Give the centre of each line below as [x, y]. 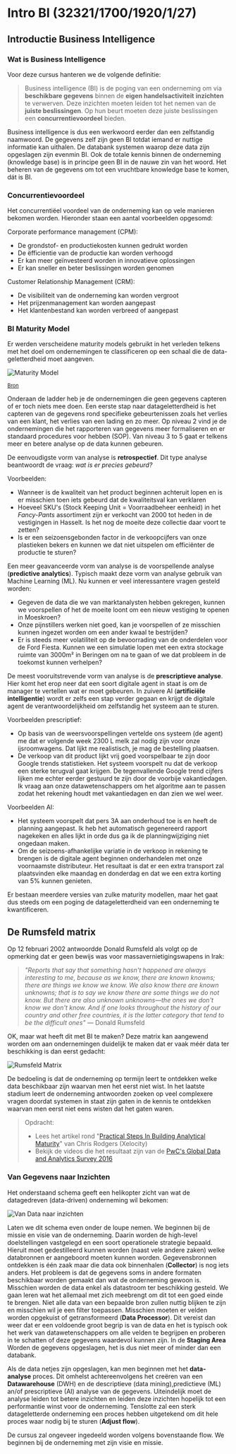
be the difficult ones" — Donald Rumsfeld [85, 1023]
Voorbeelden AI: [31, 808]
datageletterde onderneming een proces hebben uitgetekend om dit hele [113, 1414]
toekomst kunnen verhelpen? [60, 663]
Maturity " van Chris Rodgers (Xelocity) [91, 1144]
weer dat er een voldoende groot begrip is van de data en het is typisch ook [117, 1325]
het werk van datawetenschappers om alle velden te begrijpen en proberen [116, 1332]
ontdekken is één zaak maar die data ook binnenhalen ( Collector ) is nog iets [118, 1265]
